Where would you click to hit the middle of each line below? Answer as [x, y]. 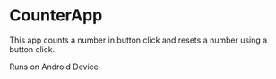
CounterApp [56, 16]
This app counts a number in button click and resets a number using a [138, 40]
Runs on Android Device [54, 67]
